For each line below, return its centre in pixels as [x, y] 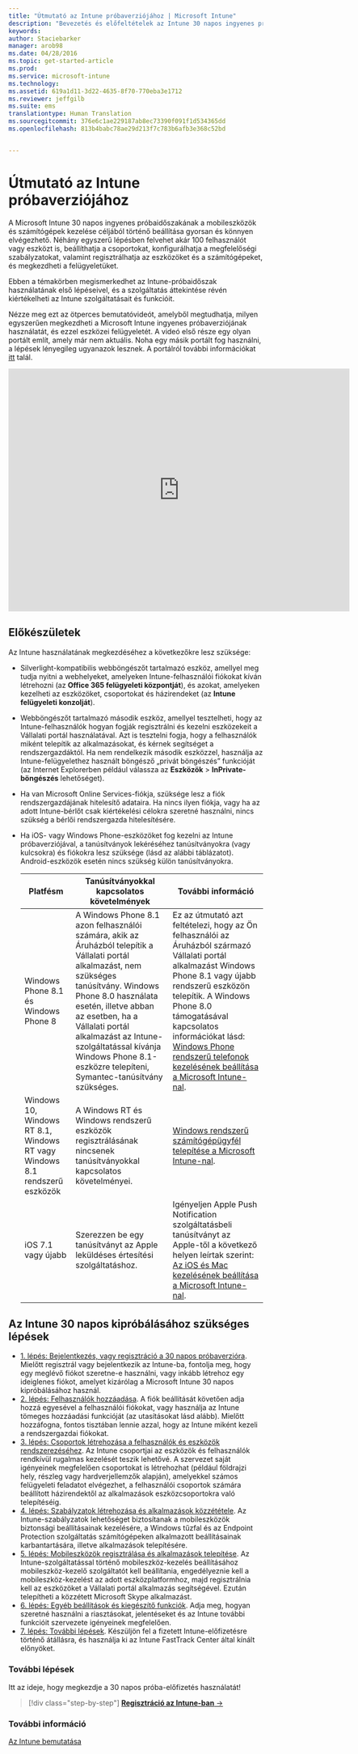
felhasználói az [201, 935]
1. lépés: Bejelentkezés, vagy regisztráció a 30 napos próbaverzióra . [134, 1356]
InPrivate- [229, 769]
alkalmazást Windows [214, 966]
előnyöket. [37, 1649]
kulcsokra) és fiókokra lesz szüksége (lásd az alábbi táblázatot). [127, 852]
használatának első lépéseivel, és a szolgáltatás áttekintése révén [118, 290]
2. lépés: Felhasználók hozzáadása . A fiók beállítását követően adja [132, 1399]
